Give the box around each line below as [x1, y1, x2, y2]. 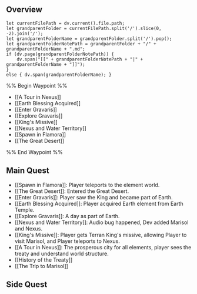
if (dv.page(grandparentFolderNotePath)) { [6, 51, 115, 57]
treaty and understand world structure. [14, 250, 109, 257]
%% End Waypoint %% [6, 148, 63, 155]
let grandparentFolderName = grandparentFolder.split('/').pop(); [6, 35, 172, 42]
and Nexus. [14, 225, 43, 232]
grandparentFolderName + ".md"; [6, 46, 85, 52]
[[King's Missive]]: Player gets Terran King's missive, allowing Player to [14, 231, 187, 238]
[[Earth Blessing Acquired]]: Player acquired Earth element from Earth [14, 200, 183, 207]
